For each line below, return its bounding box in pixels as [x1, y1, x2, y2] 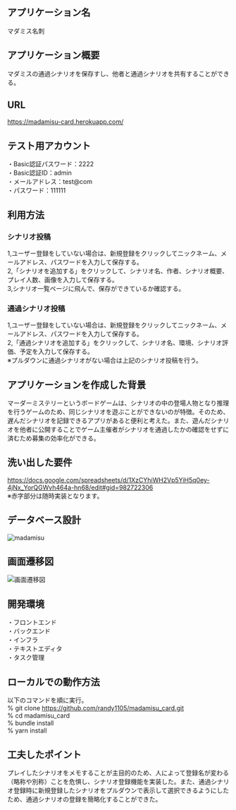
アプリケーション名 [7, 6, 91, 19]
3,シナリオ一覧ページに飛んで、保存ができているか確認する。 [7, 284, 185, 292]
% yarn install [7, 726, 47, 735]
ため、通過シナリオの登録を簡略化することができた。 [7, 795, 162, 803]
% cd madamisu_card [7, 711, 70, 720]
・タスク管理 [7, 654, 44, 662]
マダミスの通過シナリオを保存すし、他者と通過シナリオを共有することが [7, 69, 217, 77]
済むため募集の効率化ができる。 [7, 434, 100, 442]
